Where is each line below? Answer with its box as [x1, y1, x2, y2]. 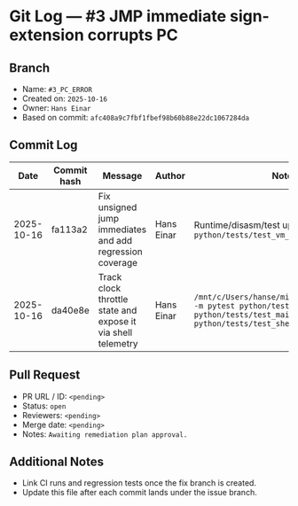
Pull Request [9, 368, 81, 383]
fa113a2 [51, 223, 89, 236]
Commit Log [9, 137, 78, 152]
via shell [98, 326, 133, 339]
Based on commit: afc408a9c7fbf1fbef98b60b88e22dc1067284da [21, 113, 250, 122]
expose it [98, 315, 137, 327]
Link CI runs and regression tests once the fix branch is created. [21, 478, 257, 488]
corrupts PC [87, 25, 179, 45]
